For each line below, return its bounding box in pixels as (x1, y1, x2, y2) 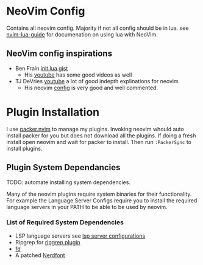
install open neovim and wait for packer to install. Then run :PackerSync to (6, 138, 192, 145)
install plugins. (6, 145, 43, 152)
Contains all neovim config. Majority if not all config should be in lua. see (6, 24, 189, 32)
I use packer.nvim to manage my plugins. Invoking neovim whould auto (6, 125, 184, 132)
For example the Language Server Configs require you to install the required (6, 196, 198, 204)
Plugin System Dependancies (6, 162, 121, 173)
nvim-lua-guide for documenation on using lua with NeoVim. (6, 30, 158, 38)
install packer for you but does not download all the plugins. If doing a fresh (6, 132, 196, 139)
